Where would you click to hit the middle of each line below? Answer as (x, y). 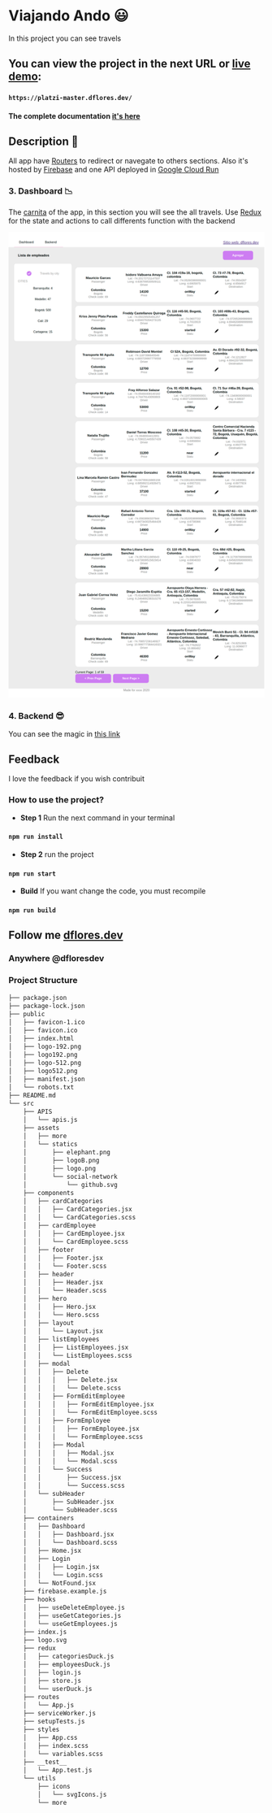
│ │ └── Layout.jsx (63, 1332)
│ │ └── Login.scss (63, 1576)
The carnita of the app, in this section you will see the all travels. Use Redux (135, 212)
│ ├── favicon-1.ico (47, 1023)
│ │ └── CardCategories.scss (80, 1218)
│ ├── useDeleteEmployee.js (74, 1608)
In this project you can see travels (65, 38)
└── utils (40, 1779)
